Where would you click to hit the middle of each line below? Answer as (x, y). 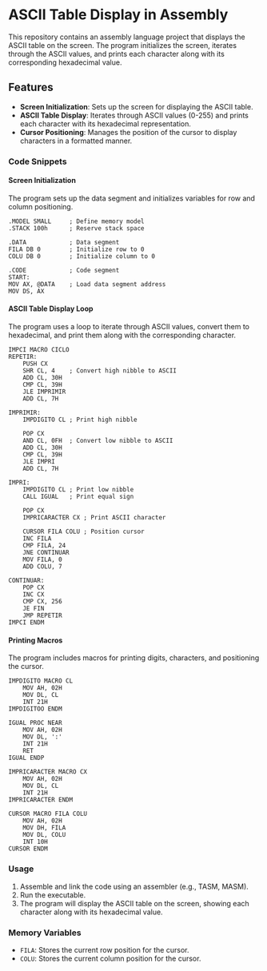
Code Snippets (38, 161)
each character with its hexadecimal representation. (106, 123)
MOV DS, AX (26, 291)
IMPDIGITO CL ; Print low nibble (78, 490)
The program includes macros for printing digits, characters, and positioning (134, 658)
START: (19, 277)
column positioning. (41, 206)
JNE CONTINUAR (46, 553)
